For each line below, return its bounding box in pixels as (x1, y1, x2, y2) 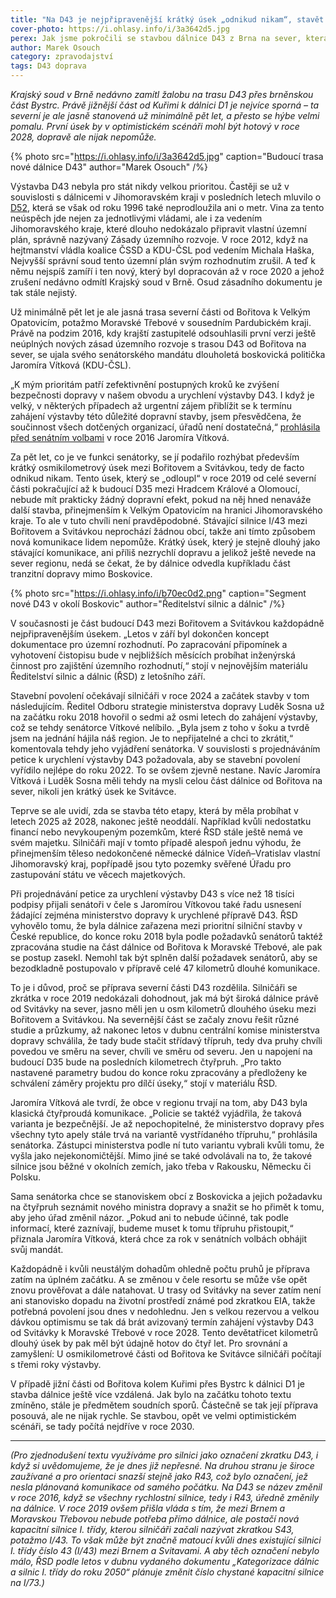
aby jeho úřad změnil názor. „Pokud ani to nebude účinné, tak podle (10, 1212, 289, 1223)
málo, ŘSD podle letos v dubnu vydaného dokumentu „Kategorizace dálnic (10, 1556, 320, 1567)
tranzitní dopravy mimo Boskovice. (10, 568, 153, 580)
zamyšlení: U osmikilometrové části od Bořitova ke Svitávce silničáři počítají (10, 1348, 322, 1360)
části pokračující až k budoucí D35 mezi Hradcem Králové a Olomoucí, (10, 483, 301, 495)
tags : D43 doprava (10, 61, 87, 71)
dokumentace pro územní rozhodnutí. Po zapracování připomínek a (10, 639, 288, 650)
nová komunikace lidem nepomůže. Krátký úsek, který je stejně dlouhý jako (10, 536, 321, 548)
